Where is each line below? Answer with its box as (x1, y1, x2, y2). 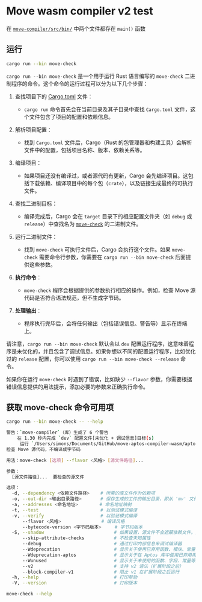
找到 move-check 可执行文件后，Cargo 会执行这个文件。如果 (23, 246, 171, 253)
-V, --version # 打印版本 (11, 580, 138, 586)
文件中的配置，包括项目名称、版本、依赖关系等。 (23, 146, 145, 153)
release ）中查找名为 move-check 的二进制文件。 (23, 220, 142, 227)
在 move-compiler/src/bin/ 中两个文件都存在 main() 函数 (6, 25, 146, 32)
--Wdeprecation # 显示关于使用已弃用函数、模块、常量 (22, 547, 195, 553)
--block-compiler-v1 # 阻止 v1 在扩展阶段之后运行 (22, 569, 180, 575)
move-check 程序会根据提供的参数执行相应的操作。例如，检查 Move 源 (23, 287, 196, 294)
